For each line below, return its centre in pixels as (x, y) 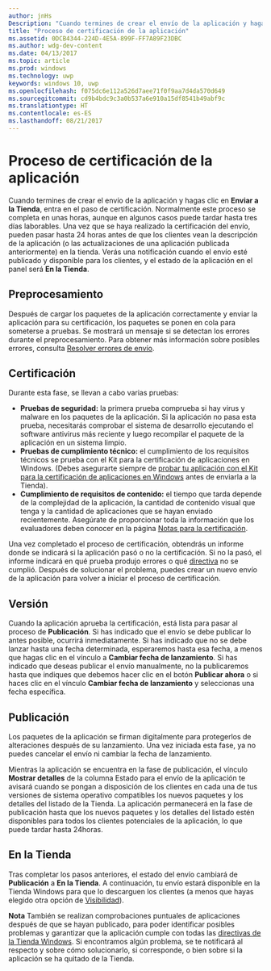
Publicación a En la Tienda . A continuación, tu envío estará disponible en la (134, 883)
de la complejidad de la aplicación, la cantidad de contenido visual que (138, 503)
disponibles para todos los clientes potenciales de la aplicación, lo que (126, 821)
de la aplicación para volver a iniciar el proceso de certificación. (115, 579)
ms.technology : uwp (41, 76)
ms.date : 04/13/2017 (43, 53)
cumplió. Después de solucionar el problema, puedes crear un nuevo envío (133, 570)
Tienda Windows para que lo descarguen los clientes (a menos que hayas (131, 891)
